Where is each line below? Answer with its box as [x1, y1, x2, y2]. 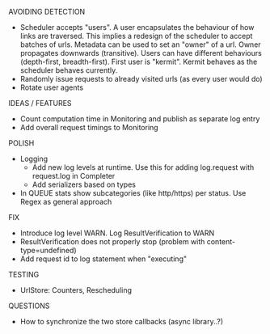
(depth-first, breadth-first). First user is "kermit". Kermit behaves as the [19, 57, 258, 66]
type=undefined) [19, 246, 77, 255]
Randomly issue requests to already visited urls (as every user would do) [19, 74, 263, 83]
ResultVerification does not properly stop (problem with [19, 237, 205, 246]
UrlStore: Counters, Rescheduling [19, 285, 132, 294]
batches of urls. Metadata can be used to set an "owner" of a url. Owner [19, 40, 261, 49]
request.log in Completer [32, 171, 116, 180]
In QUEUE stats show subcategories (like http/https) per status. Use [19, 188, 247, 197]
